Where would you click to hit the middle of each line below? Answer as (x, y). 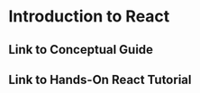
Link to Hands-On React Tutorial (100, 79)
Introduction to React (89, 17)
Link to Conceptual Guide (81, 50)
